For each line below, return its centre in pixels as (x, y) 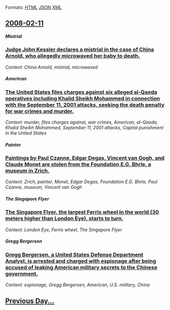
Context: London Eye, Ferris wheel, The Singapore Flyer (64, 230)
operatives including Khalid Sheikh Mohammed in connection (83, 98)
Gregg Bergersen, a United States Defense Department (74, 255)
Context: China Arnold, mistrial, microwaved (52, 67)
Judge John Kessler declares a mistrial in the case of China (80, 49)
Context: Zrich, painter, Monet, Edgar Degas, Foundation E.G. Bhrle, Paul (81, 182)
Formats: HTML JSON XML (33, 7)
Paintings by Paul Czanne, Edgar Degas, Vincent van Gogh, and (85, 158)
